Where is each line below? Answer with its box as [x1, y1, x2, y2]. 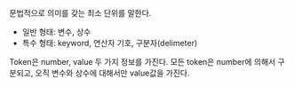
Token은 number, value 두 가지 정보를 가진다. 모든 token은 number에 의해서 [9, 57, 276, 67]
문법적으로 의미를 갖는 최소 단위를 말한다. [9, 8, 152, 18]
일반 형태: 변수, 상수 [21, 27, 91, 37]
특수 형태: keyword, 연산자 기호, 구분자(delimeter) [21, 38, 198, 48]
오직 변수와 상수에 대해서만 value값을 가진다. [35, 67, 190, 78]
